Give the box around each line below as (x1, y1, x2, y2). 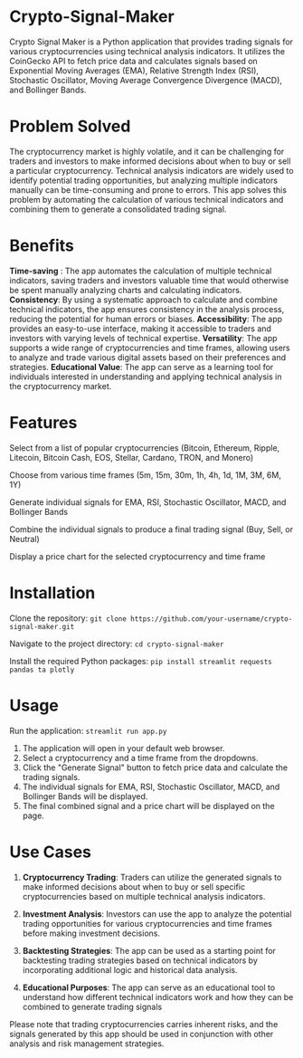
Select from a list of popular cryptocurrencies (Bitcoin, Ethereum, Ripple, (9, 442, 280, 453)
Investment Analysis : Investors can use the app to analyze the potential (22, 908, 292, 920)
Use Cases (9, 842, 92, 862)
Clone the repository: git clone (9, 613, 127, 624)
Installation (9, 582, 96, 603)
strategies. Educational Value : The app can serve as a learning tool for (9, 361, 274, 372)
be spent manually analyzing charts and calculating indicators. (9, 284, 242, 295)
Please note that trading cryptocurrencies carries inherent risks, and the (9, 1018, 279, 1029)
